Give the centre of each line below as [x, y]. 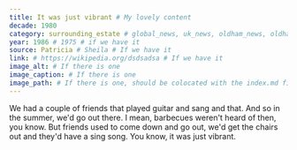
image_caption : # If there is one [73, 75]
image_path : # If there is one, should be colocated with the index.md [144, 83]
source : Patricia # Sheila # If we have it [91, 50]
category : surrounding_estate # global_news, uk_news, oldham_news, [138, 34]
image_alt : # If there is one [65, 67]
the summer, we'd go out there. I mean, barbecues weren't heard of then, [143, 117]
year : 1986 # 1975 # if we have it [75, 42]
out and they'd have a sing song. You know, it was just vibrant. [123, 136]
